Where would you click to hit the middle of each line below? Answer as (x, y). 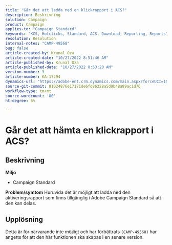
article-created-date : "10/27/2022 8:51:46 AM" (57, 58)
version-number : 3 (25, 72)
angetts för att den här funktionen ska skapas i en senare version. (75, 237)
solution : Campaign (26, 19)
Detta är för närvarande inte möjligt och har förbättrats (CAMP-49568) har (81, 232)
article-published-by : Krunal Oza (42, 63)
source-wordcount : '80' (31, 96)
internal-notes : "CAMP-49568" (38, 44)
